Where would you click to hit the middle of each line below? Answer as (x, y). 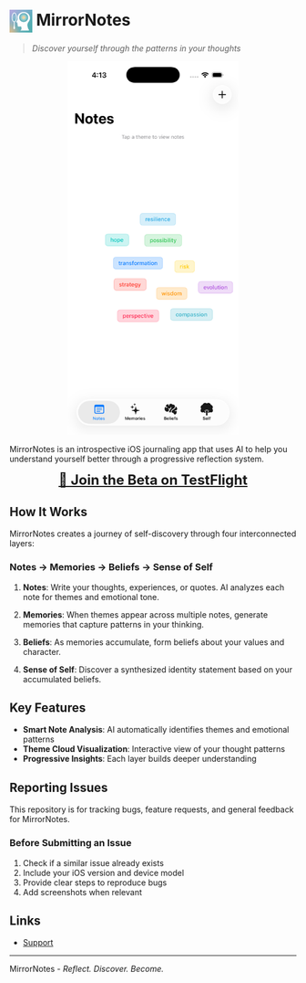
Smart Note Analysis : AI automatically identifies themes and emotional (156, 730)
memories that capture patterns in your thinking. (113, 624)
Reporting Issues (59, 787)
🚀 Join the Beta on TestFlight (153, 480)
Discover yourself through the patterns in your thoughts (136, 48)
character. (42, 651)
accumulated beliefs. (62, 679)
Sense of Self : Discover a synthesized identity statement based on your (158, 669)
